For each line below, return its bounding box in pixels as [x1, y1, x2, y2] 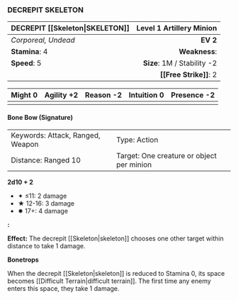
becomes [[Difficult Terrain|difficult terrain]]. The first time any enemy [7, 277, 211, 285]
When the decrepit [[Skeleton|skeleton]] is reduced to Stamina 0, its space [7, 269, 225, 277]
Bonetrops [7, 255, 39, 264]
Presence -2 [171, 90, 215, 100]
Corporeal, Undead [11, 35, 76, 45]
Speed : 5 [11, 58, 42, 68]
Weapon [11, 139, 39, 149]
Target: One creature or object [115, 150, 217, 160]
